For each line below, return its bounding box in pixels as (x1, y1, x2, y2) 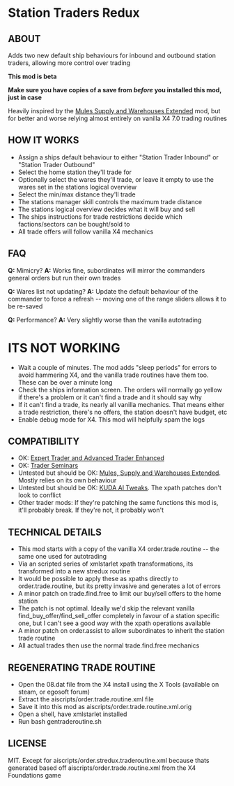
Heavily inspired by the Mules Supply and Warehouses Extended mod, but (8, 107, 221, 115)
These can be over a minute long (17, 378, 113, 386)
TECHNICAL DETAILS (8, 526, 102, 538)
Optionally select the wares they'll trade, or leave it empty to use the (17, 175, 214, 183)
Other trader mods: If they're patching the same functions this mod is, (17, 499, 219, 507)
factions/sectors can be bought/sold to (17, 220, 130, 228)
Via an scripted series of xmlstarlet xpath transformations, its (17, 559, 194, 568)
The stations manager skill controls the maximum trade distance (17, 197, 203, 206)
